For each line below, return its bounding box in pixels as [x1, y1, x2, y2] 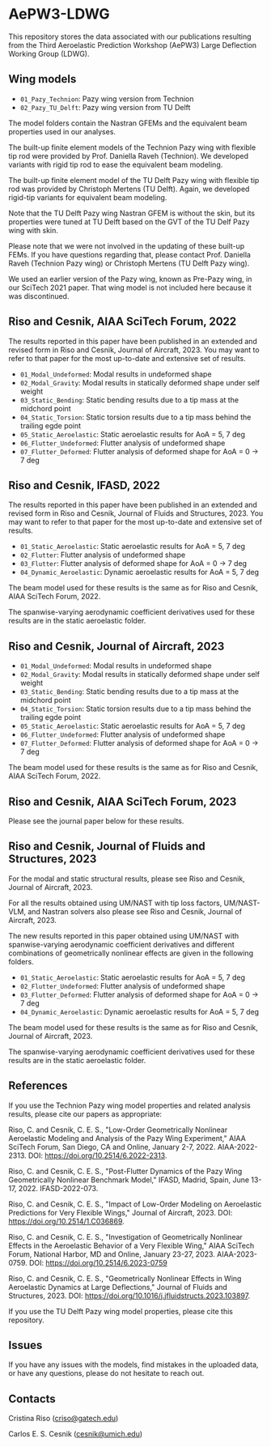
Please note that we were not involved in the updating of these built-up [8, 240, 245, 251]
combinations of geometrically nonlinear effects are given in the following [8, 948, 253, 958]
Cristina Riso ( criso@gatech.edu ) [8, 1414, 119, 1424]
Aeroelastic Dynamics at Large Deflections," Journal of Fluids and [8, 1282, 228, 1292]
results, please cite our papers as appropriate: [8, 1109, 163, 1118]
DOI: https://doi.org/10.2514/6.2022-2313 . [28, 1151, 167, 1160]
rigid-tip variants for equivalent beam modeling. [8, 192, 167, 202]
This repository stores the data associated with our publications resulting [8, 32, 252, 41]
